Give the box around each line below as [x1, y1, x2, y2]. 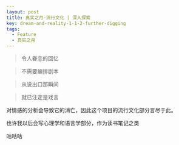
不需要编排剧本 [21, 68, 59, 75]
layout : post [6, 9, 39, 15]
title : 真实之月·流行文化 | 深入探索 [6, 15, 91, 21]
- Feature [12, 32, 36, 38]
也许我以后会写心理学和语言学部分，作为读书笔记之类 [6, 119, 140, 127]
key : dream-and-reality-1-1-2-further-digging [6, 20, 126, 26]
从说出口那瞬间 [21, 80, 59, 88]
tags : [6, 26, 20, 32]
